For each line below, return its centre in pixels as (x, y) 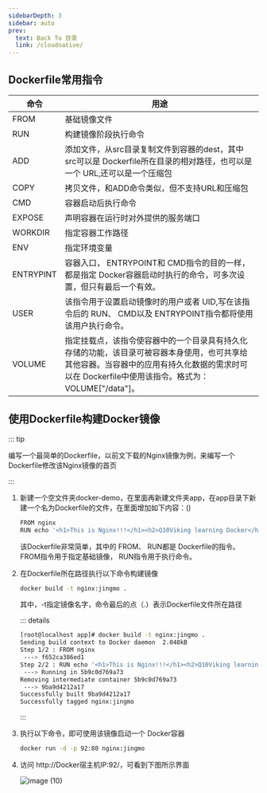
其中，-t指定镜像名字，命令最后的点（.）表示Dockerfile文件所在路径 (131, 605)
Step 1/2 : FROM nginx (57, 650)
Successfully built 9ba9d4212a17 (75, 694)
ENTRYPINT (35, 274)
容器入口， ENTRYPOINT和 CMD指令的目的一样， (157, 262)
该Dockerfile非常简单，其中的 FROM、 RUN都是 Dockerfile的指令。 (130, 546)
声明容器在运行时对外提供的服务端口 (132, 218)
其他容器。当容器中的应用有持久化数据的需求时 (152, 364)
